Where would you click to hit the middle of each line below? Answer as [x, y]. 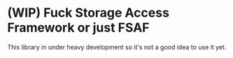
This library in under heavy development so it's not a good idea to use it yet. [117, 47]
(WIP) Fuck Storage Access [89, 13]
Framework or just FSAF [78, 28]
